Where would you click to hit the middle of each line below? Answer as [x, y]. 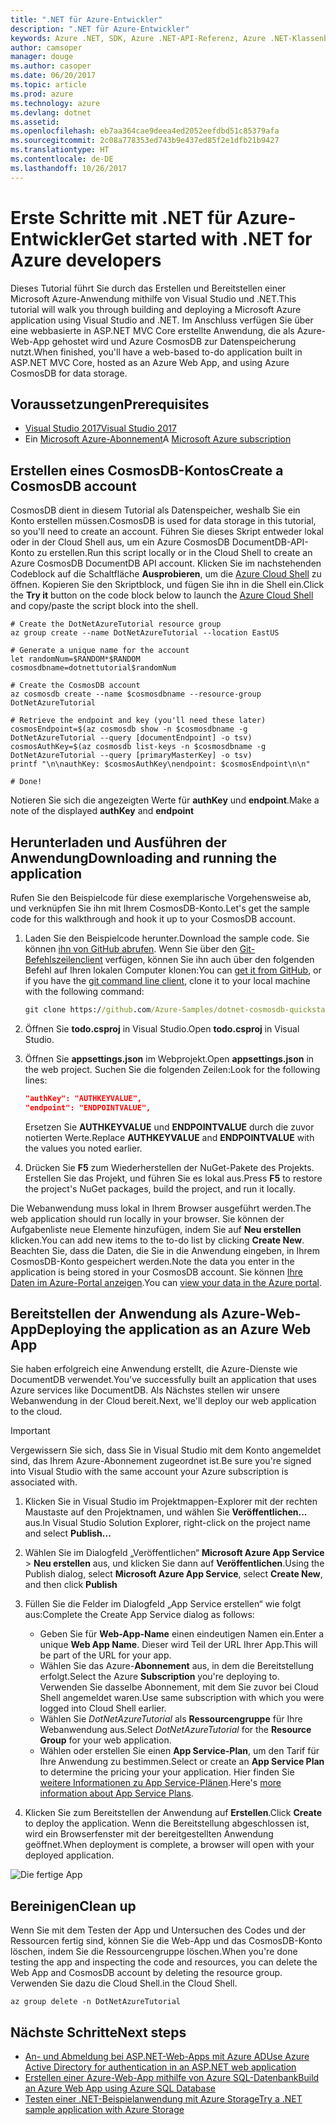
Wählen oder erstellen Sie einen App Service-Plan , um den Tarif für [179, 1751]
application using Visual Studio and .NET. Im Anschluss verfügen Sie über [162, 320]
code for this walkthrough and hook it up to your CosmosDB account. [153, 919]
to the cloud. [36, 1412]
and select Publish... [68, 1533]
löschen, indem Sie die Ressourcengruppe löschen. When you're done [154, 1952]
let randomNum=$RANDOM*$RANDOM [75, 659]
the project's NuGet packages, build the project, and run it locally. [160, 1188]
